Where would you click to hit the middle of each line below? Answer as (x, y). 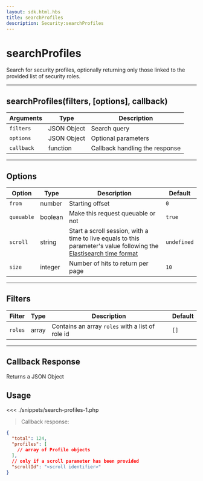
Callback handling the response (136, 148)
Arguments (26, 118)
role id (60, 334)
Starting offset (89, 203)
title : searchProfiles (35, 18)
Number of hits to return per (109, 263)
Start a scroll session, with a (109, 230)
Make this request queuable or (112, 213)
